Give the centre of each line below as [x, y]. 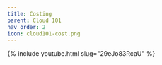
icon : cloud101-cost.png [44, 34]
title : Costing [30, 14]
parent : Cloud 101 [34, 20]
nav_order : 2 [27, 27]
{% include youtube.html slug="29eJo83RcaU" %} [81, 54]
